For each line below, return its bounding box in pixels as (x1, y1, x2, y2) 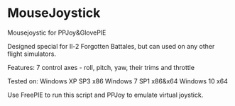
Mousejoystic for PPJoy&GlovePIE (7, 28, 106, 37)
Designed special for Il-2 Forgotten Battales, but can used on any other (7, 42, 215, 50)
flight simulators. (7, 49, 57, 58)
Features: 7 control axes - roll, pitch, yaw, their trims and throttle (7, 63, 195, 71)
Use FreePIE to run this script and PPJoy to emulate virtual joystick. (7, 90, 204, 99)
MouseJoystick (7, 5, 101, 21)
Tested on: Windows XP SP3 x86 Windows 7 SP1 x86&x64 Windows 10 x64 (7, 76, 229, 86)
